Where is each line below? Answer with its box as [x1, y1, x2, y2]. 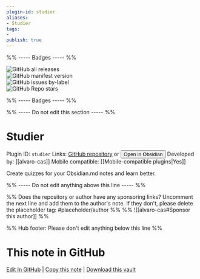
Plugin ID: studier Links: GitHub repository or [6, 150, 119, 157]
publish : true [6, 37, 42, 43]
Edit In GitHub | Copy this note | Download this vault [6, 266, 136, 273]
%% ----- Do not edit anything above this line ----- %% [6, 181, 146, 188]
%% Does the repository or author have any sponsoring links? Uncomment [6, 193, 193, 201]
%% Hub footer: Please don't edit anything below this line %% [6, 224, 162, 232]
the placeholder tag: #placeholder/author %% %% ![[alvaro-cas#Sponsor [6, 206, 191, 213]
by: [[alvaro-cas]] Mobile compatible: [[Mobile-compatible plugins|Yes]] [6, 157, 186, 165]
